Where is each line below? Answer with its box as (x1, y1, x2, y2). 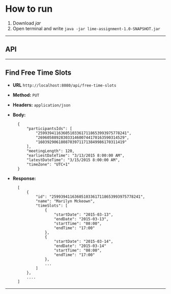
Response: (12, 175, 36, 182)
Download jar (12, 20, 41, 26)
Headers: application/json (12, 102, 71, 108)
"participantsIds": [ (26, 126, 72, 131)
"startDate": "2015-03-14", (53, 239, 113, 244)
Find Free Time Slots (5, 69, 72, 77)
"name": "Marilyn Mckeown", (35, 198, 95, 203)
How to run (5, 3, 53, 15)
